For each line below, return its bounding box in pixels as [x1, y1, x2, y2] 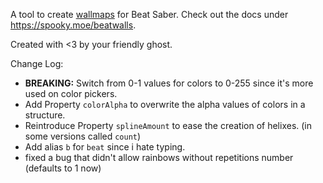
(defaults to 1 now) [24, 162, 102, 174]
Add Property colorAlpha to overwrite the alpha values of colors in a [24, 99, 306, 110]
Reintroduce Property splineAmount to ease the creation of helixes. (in [24, 120, 313, 131]
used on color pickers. [24, 88, 118, 99]
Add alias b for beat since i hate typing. [24, 141, 186, 153]
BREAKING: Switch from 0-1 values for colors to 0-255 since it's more [24, 77, 314, 89]
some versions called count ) [24, 130, 142, 142]
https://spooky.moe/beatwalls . [10, 19, 137, 31]
